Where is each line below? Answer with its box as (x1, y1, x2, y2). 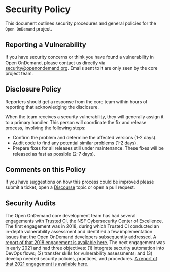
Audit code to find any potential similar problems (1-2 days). (12, 140, 138, 146)
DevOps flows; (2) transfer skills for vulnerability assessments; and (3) (5, 250, 153, 256)
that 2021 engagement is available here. (5, 261, 89, 267)
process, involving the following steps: (5, 125, 86, 131)
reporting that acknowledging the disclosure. (5, 104, 99, 110)
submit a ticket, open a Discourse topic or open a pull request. (5, 184, 135, 190)
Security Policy (5, 4, 71, 15)
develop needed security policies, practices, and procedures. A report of (5, 256, 158, 262)
